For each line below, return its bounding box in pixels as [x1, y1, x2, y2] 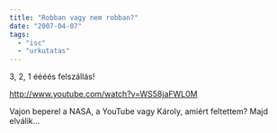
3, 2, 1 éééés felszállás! [9, 71, 95, 82]
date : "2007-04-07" [9, 22, 83, 31]
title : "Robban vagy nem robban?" [9, 13, 139, 22]
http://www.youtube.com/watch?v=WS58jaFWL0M [9, 89, 198, 100]
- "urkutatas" [17, 47, 70, 56]
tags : [9, 30, 30, 39]
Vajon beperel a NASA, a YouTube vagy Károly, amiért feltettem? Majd [9, 106, 268, 117]
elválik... [9, 116, 40, 127]
